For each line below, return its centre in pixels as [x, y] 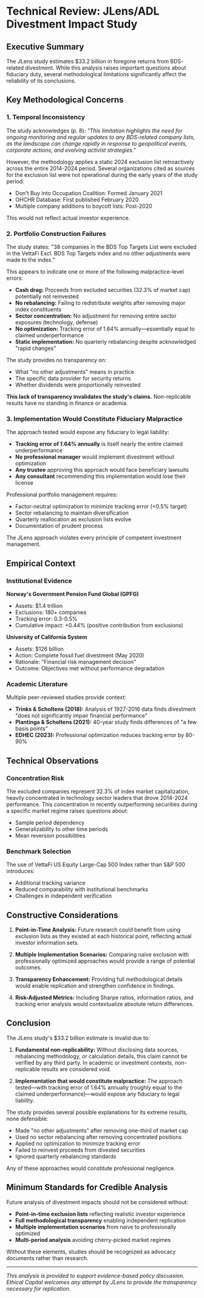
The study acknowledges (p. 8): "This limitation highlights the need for [95, 130]
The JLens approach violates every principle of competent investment [94, 538]
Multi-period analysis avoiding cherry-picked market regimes [93, 1239]
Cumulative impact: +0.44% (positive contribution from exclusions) [99, 625]
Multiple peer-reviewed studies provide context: [66, 697]
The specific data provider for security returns [73, 378]
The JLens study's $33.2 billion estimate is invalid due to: [78, 1038]
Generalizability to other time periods [61, 829]
